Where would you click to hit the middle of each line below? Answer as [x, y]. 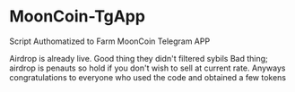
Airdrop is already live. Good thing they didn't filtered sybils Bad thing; [139, 58]
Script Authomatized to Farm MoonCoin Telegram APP [110, 41]
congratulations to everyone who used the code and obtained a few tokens [148, 77]
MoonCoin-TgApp [78, 17]
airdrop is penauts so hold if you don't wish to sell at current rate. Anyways [147, 68]
